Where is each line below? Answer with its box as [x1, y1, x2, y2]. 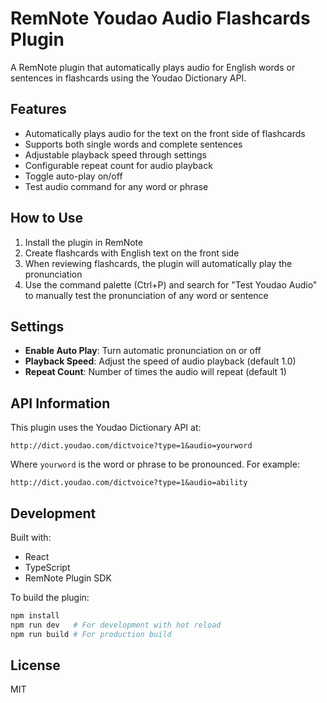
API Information [10, 395, 111, 412]
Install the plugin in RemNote [24, 236, 144, 248]
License [10, 657, 61, 674]
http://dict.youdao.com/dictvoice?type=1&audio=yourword [10, 441, 253, 451]
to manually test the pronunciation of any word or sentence [24, 289, 269, 301]
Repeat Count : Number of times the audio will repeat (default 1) [24, 366, 287, 378]
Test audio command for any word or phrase [24, 180, 209, 192]
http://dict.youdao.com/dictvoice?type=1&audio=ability [10, 478, 248, 488]
